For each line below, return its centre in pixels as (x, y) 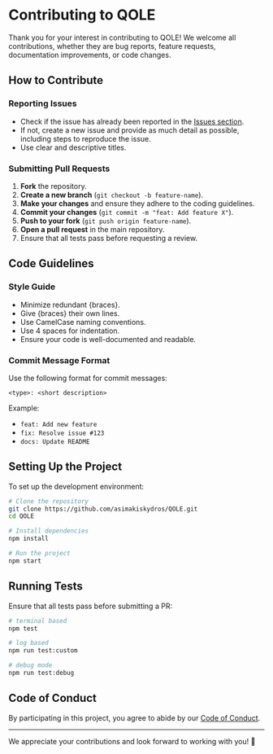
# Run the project (39, 554)
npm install (28, 539)
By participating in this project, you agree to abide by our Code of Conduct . (134, 717)
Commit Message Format (59, 360)
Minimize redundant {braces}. (70, 305)
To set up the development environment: (76, 486)
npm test (23, 629)
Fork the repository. (53, 186)
